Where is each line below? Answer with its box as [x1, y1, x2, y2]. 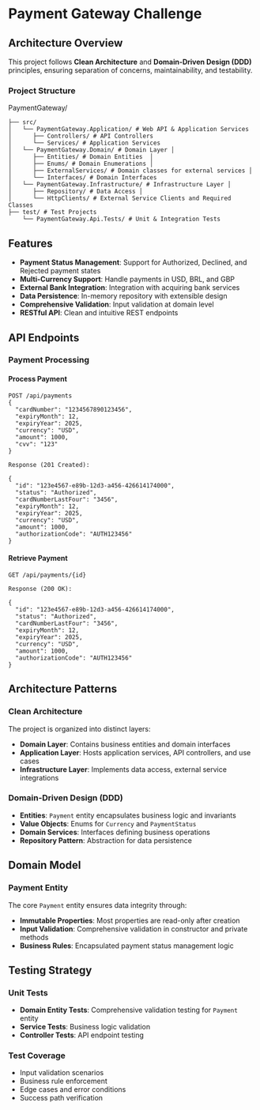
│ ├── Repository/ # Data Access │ [8, 187, 144, 196]
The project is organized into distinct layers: [8, 724, 151, 733]
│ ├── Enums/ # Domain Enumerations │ [8, 160, 154, 168]
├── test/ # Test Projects [8, 209, 97, 216]
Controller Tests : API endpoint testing [19, 1030, 145, 1040]
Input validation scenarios [19, 1068, 104, 1078]
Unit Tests [8, 987, 49, 998]
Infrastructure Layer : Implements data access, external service [19, 764, 228, 774]
